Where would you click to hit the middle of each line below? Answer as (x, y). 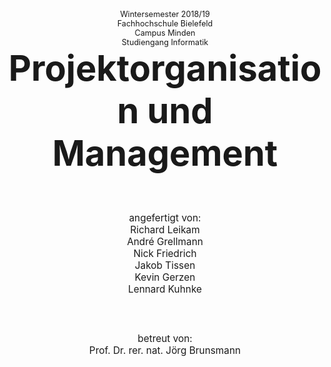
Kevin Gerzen (165, 277)
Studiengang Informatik (165, 42)
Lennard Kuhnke (165, 289)
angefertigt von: (165, 218)
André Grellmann (165, 241)
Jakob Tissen (165, 265)
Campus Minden (165, 33)
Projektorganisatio (165, 68)
